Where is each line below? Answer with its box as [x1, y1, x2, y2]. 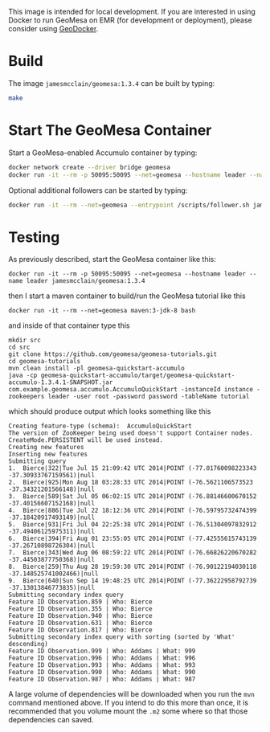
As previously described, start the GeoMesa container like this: [8, 255, 217, 264]
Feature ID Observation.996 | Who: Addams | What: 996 [8, 654, 196, 662]
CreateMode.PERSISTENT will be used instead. [8, 436, 163, 444]
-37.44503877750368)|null [8, 556, 95, 564]
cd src [8, 343, 31, 352]
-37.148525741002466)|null [8, 570, 99, 578]
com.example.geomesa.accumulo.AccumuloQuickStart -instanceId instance [8, 386, 253, 394]
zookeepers [8, 393, 45, 401]
